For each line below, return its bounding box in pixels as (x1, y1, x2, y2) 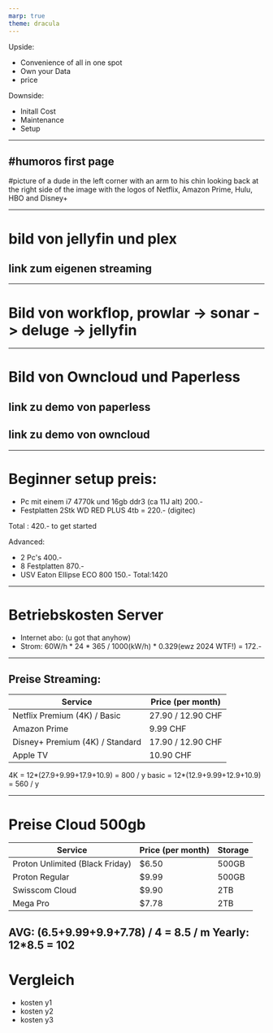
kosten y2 (19, 1006, 54, 1016)
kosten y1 (19, 997, 53, 1007)
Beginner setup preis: (8, 469, 158, 488)
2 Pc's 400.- (19, 552, 63, 562)
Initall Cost (19, 106, 57, 116)
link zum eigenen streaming (8, 261, 153, 275)
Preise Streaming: (8, 672, 102, 686)
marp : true (8, 11, 45, 20)
